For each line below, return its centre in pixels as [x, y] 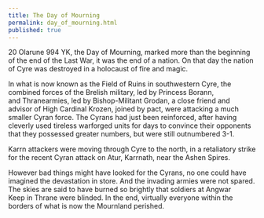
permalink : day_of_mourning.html [63, 23]
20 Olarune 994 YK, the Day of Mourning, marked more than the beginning [129, 53]
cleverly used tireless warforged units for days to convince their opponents [130, 125]
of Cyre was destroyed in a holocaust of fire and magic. [98, 69]
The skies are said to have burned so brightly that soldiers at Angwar [120, 190]
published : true [35, 30]
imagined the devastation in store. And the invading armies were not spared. [132, 181]
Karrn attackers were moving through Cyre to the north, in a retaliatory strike [132, 149]
